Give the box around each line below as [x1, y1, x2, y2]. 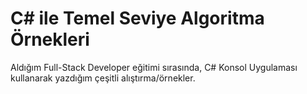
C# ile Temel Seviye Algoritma [10, 7, 265, 30]
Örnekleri [10, 28, 90, 51]
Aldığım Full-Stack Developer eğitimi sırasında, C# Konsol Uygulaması [10, 61, 298, 73]
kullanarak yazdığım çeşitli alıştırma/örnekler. [10, 72, 196, 84]
